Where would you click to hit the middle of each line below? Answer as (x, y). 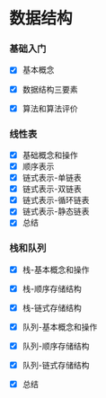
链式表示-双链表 (52, 189)
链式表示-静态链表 (56, 211)
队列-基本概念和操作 (60, 327)
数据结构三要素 (50, 89)
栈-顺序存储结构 (52, 288)
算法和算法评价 (50, 108)
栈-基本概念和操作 (56, 270)
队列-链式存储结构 (56, 366)
